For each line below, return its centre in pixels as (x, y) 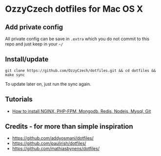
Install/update (27, 59)
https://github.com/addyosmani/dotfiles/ (53, 138)
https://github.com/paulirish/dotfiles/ (49, 143)
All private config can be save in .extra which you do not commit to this (77, 39)
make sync (15, 75)
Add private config (34, 27)
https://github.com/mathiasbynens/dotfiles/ (56, 149)
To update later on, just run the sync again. (48, 84)
